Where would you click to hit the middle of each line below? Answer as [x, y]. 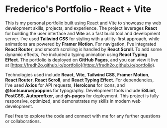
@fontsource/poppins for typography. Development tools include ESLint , [81, 90]
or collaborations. [23, 121]
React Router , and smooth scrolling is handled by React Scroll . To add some [83, 49]
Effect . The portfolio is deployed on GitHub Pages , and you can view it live [82, 60]
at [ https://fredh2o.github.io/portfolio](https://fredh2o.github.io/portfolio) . [80, 65]
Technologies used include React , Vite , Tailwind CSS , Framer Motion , [78, 74]
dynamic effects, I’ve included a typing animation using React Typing [76, 54]
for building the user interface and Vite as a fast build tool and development [83, 33]
